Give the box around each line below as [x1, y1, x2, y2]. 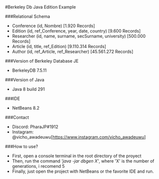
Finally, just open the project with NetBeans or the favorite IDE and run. [12, 168, 154, 174]
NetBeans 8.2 [12, 105, 40, 111]
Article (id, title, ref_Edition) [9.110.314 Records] [12, 44, 107, 49]
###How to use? [5, 144, 38, 149]
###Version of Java [5, 77, 45, 82]
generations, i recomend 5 [12, 163, 65, 169]
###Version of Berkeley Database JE [5, 58, 79, 64]
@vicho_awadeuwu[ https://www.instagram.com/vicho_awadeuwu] [12, 134, 146, 140]
